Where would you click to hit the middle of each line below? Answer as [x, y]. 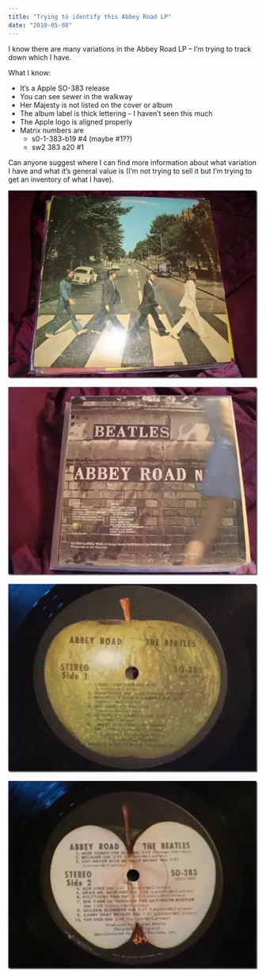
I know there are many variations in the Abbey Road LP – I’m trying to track [130, 48]
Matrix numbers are [52, 130]
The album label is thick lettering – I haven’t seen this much [116, 113]
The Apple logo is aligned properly [76, 121]
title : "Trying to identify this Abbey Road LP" [90, 17]
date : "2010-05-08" [40, 25]
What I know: [30, 72]
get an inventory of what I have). [61, 179]
